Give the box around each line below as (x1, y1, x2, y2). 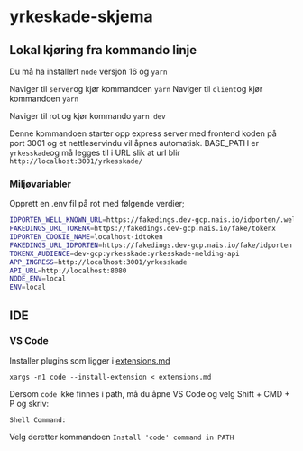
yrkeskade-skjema (9, 6, 153, 27)
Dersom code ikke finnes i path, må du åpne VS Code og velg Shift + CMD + (9, 388, 290, 399)
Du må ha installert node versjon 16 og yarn (9, 66, 168, 77)
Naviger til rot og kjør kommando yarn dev (9, 111, 166, 121)
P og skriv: (9, 398, 50, 409)
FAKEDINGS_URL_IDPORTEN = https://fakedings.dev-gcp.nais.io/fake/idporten (9, 241, 293, 250)
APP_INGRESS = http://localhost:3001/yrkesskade (9, 257, 188, 267)
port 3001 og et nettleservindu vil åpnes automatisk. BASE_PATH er (9, 138, 260, 148)
